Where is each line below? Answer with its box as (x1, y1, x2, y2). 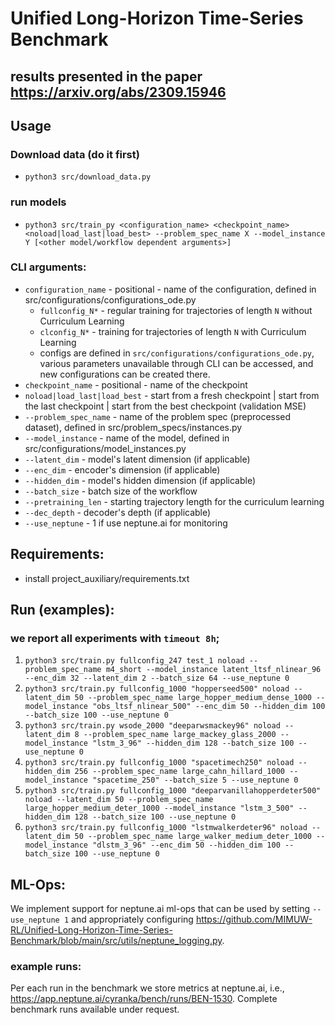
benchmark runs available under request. (10, 1003, 180, 1016)
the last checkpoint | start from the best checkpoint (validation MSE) (24, 400, 307, 412)
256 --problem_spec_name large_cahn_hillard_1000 (74, 767, 286, 777)
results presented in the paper (10, 68, 203, 85)
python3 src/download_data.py (24, 172, 152, 182)
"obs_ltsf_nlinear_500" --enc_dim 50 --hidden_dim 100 (92, 702, 326, 712)
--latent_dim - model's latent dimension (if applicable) (24, 453, 251, 465)
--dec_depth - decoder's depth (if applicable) (24, 506, 212, 518)
